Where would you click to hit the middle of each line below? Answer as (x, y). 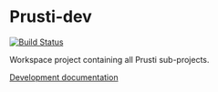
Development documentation (64, 77)
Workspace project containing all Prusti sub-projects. (109, 59)
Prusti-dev (51, 17)
